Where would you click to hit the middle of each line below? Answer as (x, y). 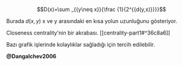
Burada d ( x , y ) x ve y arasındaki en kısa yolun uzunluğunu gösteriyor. (92, 21)
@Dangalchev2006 (31, 56)
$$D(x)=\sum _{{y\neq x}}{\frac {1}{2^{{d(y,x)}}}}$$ (101, 9)
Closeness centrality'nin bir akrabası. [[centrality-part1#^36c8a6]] (88, 33)
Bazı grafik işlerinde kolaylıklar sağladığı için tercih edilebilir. (81, 45)
